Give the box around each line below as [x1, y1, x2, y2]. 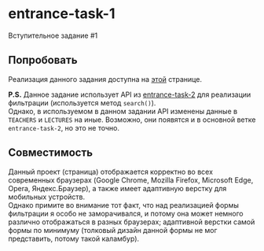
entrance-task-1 [8, 5, 115, 23]
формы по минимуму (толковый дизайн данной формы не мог [8, 225, 218, 234]
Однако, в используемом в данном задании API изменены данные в [8, 106, 238, 116]
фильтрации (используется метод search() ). [8, 98, 156, 107]
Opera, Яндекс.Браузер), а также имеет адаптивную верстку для [8, 183, 227, 193]
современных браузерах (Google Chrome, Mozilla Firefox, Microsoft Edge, [8, 175, 254, 185]
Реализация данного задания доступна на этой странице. [8, 74, 203, 83]
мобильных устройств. [8, 192, 86, 201]
